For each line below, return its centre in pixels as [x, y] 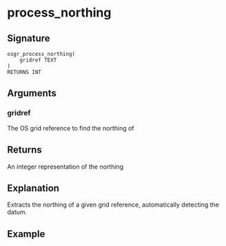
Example [26, 234]
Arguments [32, 94]
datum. [17, 212]
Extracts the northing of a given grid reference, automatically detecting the [113, 205]
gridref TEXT [38, 60]
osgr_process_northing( [41, 54]
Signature [29, 38]
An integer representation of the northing [65, 167]
